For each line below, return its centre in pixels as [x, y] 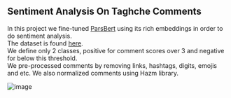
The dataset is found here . [45, 43]
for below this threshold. [42, 58]
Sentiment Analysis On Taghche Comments [104, 12]
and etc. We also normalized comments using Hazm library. [93, 73]
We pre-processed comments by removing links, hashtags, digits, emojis [112, 65]
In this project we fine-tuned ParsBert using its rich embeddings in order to [115, 28]
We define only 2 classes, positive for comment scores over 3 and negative [116, 50]
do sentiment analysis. [40, 36]
